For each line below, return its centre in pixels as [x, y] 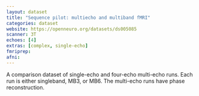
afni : [13, 57]
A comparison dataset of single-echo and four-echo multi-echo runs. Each [99, 74]
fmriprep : [19, 52]
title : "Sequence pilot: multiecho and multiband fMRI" [78, 18]
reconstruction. [25, 87]
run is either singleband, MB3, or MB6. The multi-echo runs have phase [96, 81]
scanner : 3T [21, 35]
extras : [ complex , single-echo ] [47, 46]
